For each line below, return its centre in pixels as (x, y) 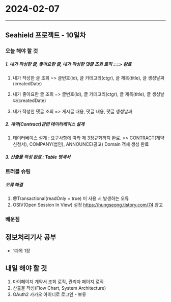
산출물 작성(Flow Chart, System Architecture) (59, 288)
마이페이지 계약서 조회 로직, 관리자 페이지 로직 (58, 282)
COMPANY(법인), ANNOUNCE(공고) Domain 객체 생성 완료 (89, 144)
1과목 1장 (21, 250)
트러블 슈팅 (18, 171)
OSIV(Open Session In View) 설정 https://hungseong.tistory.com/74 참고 (88, 205)
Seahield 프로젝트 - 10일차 (46, 35)
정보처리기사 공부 (31, 237)
